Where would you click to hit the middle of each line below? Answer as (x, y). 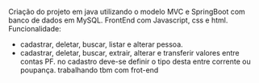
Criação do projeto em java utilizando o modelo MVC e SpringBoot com (127, 12)
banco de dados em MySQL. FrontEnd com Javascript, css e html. (118, 20)
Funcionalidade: (35, 29)
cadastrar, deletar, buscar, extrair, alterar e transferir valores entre (129, 53)
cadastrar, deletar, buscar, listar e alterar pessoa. (101, 44)
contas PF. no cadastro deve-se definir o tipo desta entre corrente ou (136, 61)
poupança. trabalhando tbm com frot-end (89, 70)
